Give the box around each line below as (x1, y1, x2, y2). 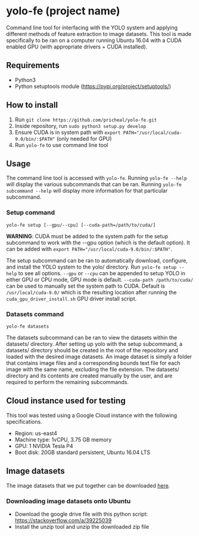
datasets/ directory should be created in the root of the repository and (6, 346, 178, 354)
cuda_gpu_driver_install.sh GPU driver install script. (6, 295, 137, 302)
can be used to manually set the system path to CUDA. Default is (6, 282, 165, 290)
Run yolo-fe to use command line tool (14, 141, 108, 148)
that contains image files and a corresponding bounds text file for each (6, 359, 181, 366)
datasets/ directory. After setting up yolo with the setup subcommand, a (6, 340, 183, 348)
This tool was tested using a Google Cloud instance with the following (6, 412, 178, 419)
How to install (6, 100, 58, 110)
